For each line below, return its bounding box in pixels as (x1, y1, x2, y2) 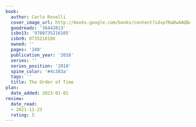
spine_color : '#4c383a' (11, 68, 68, 74)
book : (5, 8, 19, 15)
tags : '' (11, 74, 32, 80)
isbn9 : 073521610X (11, 36, 56, 42)
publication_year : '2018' (11, 52, 74, 58)
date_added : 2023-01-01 (11, 90, 68, 96)
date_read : (11, 101, 37, 107)
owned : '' (11, 42, 35, 47)
